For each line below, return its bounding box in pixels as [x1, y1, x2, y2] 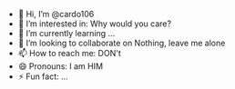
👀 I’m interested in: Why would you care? [17, 18, 171, 29]
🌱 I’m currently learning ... [17, 28, 116, 38]
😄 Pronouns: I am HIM [17, 61, 103, 72]
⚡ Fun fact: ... [17, 71, 68, 82]
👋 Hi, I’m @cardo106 [17, 9, 95, 19]
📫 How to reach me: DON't [17, 48, 121, 58]
